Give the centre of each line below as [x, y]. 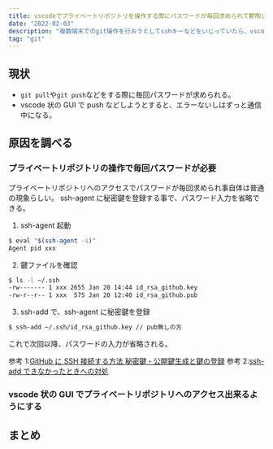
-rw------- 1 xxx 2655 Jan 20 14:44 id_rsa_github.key [103, 288]
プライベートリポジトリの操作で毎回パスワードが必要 [113, 168]
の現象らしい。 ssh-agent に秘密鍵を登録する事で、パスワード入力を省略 [131, 198]
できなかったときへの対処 [66, 371]
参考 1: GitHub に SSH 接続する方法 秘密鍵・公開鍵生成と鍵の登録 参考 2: [129, 361]
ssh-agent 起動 [45, 225]
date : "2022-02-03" [41, 24]
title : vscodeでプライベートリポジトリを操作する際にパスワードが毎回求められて [129, 16]
